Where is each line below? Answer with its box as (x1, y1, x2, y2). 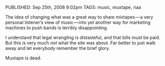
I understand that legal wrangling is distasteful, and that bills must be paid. (5, 35, 160, 40)
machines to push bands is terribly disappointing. (5, 25, 108, 31)
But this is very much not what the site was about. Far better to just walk (5, 40, 156, 46)
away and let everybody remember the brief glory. (5, 45, 110, 51)
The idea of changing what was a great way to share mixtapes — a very (5, 14, 153, 20)
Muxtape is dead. (5, 55, 42, 61)
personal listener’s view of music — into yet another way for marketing (5, 20, 151, 25)
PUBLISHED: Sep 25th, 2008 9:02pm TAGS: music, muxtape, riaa (5, 5, 141, 10)
